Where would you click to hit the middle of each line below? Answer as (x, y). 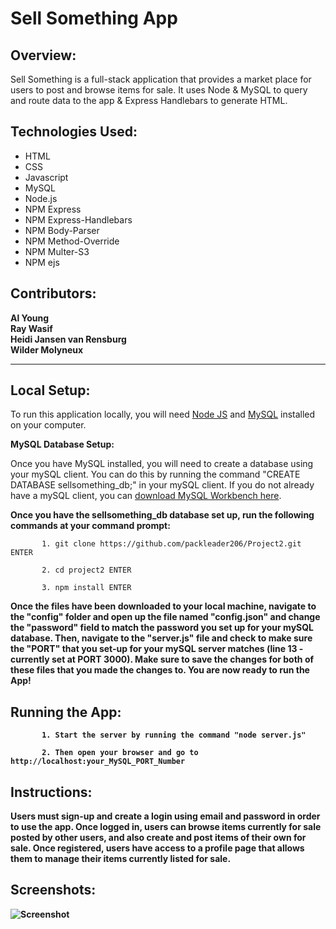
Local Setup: (50, 390)
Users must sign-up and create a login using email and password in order (165, 816)
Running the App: (66, 712)
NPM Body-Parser (62, 230)
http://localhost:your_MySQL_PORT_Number (98, 762)
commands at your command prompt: (90, 526)
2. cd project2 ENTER (86, 570)
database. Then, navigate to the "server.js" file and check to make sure (161, 638)
